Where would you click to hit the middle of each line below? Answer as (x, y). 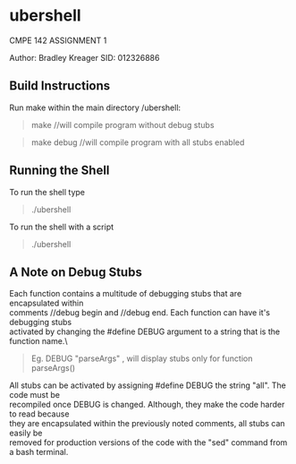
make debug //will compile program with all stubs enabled (138, 142)
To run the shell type (47, 192)
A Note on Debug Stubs (76, 272)
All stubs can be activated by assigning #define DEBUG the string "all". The (148, 385)
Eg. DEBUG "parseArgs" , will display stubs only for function (142, 358)
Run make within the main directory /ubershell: (95, 107)
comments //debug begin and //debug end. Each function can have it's (140, 313)
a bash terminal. (39, 452)
